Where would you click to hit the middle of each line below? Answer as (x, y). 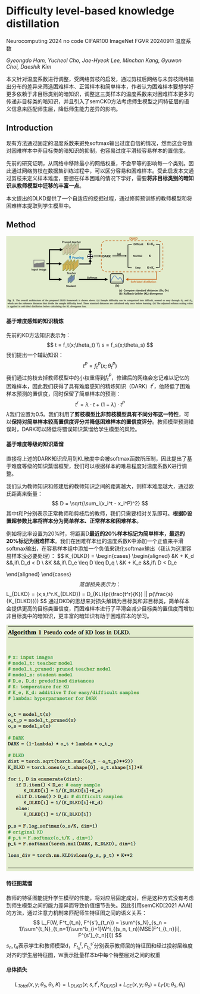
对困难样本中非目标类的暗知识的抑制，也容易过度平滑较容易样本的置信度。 (97, 150)
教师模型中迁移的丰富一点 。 (50, 186)
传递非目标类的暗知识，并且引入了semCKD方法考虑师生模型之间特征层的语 (98, 101)
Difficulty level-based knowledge (90, 11)
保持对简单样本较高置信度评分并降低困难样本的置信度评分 (82, 422)
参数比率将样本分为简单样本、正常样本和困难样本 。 (79, 521)
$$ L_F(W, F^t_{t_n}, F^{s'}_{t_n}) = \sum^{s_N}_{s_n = (100, 922)
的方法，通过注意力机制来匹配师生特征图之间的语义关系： (76, 913)
